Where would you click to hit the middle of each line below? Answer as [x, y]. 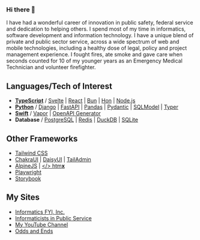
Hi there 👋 [21, 10]
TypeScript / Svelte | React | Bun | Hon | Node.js [75, 101]
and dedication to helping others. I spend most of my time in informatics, [96, 29]
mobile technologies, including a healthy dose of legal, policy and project [97, 48]
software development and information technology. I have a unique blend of [100, 35]
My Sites [23, 197]
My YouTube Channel [41, 224]
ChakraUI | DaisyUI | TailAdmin [53, 159]
